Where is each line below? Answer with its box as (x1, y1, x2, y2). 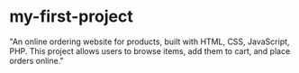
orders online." (9, 55, 65, 66)
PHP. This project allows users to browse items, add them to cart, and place (9, 45, 291, 56)
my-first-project (9, 6, 133, 27)
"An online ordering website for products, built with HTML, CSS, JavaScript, (9, 36, 290, 47)
